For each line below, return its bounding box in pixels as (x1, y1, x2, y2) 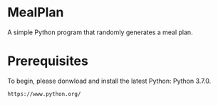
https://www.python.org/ (7, 90, 81, 97)
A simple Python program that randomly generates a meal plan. (7, 28, 194, 36)
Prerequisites (7, 53, 89, 69)
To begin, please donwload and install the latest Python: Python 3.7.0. (7, 76, 212, 85)
